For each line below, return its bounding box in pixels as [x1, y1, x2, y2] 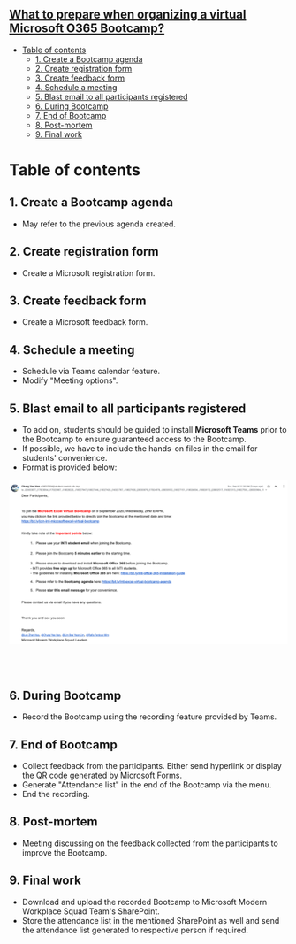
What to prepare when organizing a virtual [9, 7, 247, 22]
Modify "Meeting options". [21, 375, 118, 386]
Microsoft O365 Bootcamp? [9, 21, 165, 36]
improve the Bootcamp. [21, 847, 108, 857]
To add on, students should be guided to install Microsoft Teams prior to [21, 425, 287, 435]
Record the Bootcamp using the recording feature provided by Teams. [21, 711, 277, 722]
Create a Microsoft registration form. [21, 267, 156, 278]
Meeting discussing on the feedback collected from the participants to [21, 838, 278, 848]
